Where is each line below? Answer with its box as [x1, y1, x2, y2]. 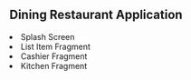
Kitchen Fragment [21, 60, 88, 71]
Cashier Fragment [21, 50, 88, 62]
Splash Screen [21, 31, 75, 42]
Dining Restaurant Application [9, 7, 183, 23]
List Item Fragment [21, 41, 91, 52]
